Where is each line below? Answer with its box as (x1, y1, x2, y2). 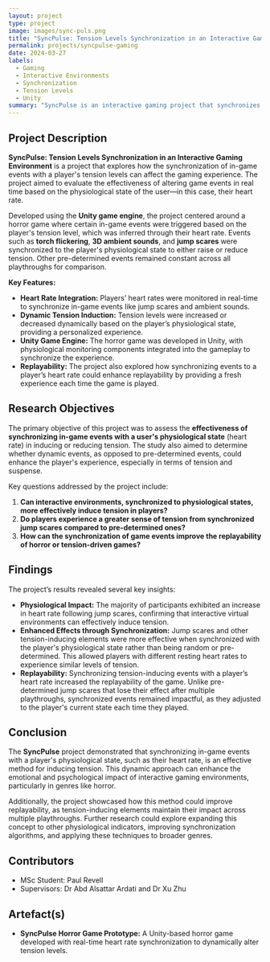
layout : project (8, 11, 63, 20)
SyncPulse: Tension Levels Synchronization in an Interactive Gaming (8, 152, 243, 162)
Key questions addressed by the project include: (8, 481, 169, 491)
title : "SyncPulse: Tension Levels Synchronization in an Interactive (8, 34, 250, 43)
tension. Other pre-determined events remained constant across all (8, 253, 231, 263)
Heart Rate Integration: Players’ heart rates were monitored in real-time (19, 293, 259, 302)
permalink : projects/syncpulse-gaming (8, 42, 138, 50)
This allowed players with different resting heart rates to (62, 651, 247, 661)
